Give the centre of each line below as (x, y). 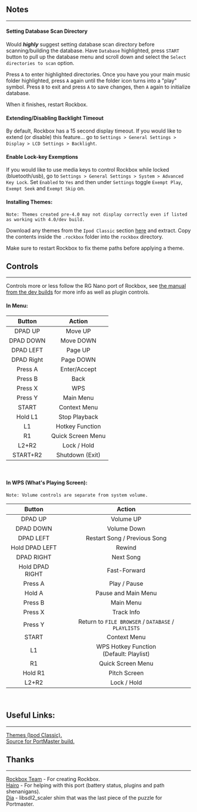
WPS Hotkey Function (126, 646)
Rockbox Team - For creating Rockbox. (53, 779)
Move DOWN (79, 341)
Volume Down (126, 528)
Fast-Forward (126, 570)
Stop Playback (78, 417)
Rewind (126, 548)
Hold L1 (27, 417)
